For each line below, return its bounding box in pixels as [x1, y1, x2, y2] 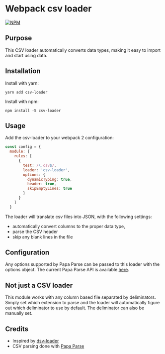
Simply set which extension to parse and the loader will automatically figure [5, 300, 160, 306]
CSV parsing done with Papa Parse [12, 343, 84, 349]
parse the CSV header [12, 229, 58, 235]
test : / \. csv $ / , [23, 163, 57, 168]
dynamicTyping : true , [27, 177, 72, 182]
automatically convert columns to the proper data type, [12, 223, 125, 229]
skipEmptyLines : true [27, 186, 72, 191]
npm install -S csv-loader [5, 108, 61, 113]
